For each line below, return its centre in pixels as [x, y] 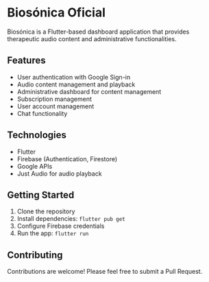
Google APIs [35, 166]
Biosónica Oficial [57, 13]
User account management [56, 106]
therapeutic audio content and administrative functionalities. [92, 38]
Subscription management [54, 99]
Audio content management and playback [76, 84]
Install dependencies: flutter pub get [71, 219]
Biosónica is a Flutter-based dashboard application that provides [98, 32]
